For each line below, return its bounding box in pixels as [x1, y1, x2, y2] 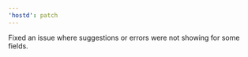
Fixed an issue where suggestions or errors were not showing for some [8, 33, 240, 42]
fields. [8, 41, 29, 51]
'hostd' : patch [8, 11, 58, 20]
